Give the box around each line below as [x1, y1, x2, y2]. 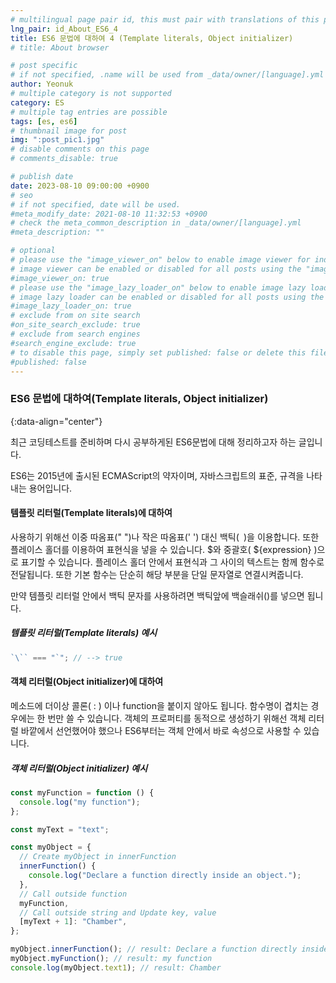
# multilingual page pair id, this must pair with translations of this [10, 14, 320, 25]
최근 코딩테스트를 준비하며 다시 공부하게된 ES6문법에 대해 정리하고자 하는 [10, 436, 297, 448]
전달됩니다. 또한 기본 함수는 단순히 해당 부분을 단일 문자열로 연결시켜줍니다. [10, 568, 304, 580]
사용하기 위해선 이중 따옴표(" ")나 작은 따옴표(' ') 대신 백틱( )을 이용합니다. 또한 [10, 531, 320, 543]
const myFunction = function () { [10, 787, 155, 798]
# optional [10, 246, 56, 256]
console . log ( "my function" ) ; [19, 797, 141, 807]
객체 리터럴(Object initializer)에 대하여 [10, 676, 164, 688]
